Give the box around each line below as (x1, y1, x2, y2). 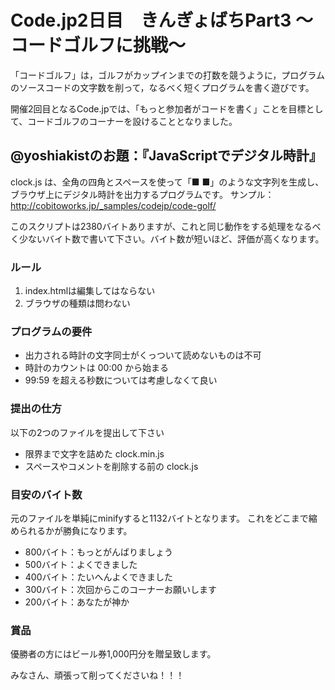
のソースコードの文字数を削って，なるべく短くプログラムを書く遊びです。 (10, 81, 315, 93)
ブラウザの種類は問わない (24, 297, 131, 310)
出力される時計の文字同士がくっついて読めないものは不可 (24, 349, 262, 361)
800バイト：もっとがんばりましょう (24, 546, 174, 558)
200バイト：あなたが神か (24, 596, 130, 608)
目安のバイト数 (10, 487, 83, 501)
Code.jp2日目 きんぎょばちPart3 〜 (10, 9, 313, 32)
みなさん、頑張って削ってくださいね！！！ (10, 669, 185, 681)
